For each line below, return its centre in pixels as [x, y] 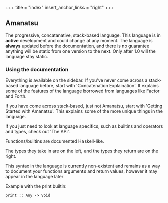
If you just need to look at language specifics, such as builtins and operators [84, 126]
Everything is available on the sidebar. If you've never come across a [76, 80]
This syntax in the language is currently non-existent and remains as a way [83, 166]
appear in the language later [34, 177]
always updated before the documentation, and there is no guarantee [77, 46]
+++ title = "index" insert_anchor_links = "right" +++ [60, 7]
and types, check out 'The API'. [38, 132]
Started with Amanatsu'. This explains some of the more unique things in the [84, 111]
